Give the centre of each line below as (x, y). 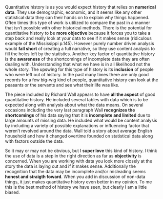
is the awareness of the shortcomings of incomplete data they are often (77, 59)
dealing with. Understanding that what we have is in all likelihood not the (78, 64)
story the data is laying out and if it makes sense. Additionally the (71, 166)
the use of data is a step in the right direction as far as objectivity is (73, 156)
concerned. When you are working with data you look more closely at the (79, 161)
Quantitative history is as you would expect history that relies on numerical (81, 7)
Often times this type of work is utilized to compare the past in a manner (78, 22)
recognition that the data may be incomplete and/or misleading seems (75, 171)
